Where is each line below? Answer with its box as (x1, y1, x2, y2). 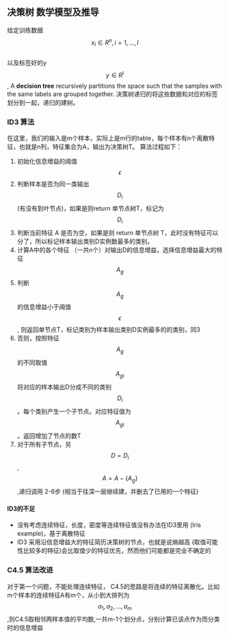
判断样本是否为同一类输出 (16, 180, 90, 188)
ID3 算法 (7, 117, 35, 127)
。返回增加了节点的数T (16, 431, 81, 440)
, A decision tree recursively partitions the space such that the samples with (7, 82, 222, 90)
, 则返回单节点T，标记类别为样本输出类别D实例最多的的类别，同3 (16, 326, 200, 334)
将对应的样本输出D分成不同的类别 (16, 383, 111, 391)
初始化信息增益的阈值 (16, 157, 77, 166)
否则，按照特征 (16, 334, 59, 343)
